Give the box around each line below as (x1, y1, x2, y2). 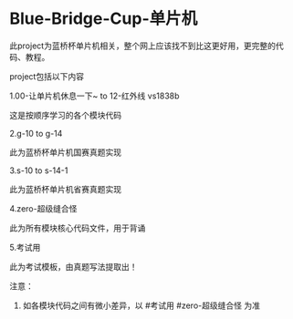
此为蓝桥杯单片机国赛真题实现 (9, 147, 121, 158)
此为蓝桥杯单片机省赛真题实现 (9, 183, 121, 194)
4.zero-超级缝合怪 (9, 202, 78, 214)
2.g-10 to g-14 (9, 128, 63, 139)
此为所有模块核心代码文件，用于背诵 (9, 222, 146, 233)
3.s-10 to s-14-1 (9, 165, 68, 176)
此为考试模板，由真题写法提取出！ (9, 261, 138, 272)
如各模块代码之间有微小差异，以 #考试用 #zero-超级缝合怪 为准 (22, 300, 260, 311)
